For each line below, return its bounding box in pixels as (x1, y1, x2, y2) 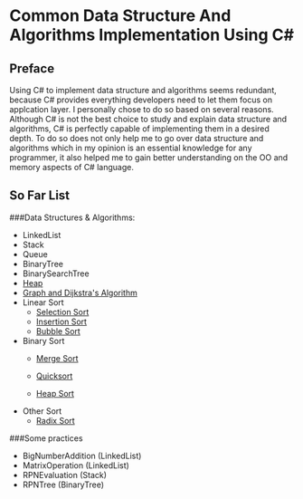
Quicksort (35, 370, 73, 381)
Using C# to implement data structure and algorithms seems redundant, (9, 85, 278, 95)
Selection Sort (35, 306, 90, 317)
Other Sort (22, 405, 62, 417)
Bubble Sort (35, 325, 81, 336)
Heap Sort (35, 388, 75, 398)
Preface (9, 61, 55, 76)
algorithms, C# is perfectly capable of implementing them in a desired (9, 123, 270, 134)
